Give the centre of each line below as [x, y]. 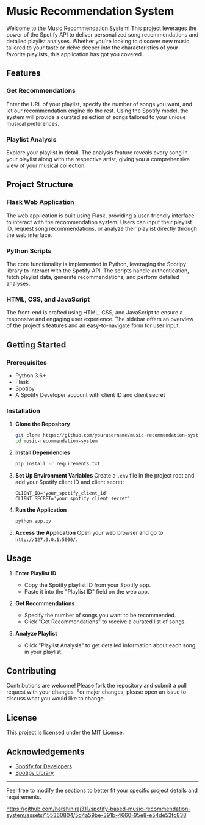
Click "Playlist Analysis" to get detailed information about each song [110, 645]
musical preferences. [33, 123]
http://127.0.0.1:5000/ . [46, 539]
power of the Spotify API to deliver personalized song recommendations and [103, 34]
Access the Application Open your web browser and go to [89, 532]
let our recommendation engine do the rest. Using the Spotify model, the [97, 111]
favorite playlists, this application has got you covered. [75, 54]
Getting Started [36, 345]
